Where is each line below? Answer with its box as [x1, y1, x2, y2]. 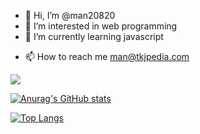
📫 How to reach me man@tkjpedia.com [24, 51, 190, 62]
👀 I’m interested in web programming [24, 20, 178, 32]
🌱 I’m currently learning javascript [24, 31, 164, 42]
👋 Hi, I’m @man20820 [24, 10, 116, 21]
